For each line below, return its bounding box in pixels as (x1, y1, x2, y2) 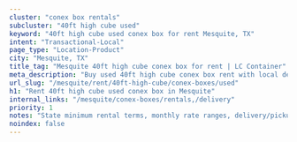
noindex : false (9, 120, 65, 129)
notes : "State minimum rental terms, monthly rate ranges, (9, 111, 232, 120)
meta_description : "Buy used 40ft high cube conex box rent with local (9, 71, 278, 79)
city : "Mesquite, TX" (9, 54, 89, 63)
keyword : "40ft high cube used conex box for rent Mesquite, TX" (9, 29, 255, 38)
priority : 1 (9, 103, 53, 112)
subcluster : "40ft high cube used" (9, 21, 141, 30)
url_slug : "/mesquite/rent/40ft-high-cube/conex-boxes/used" (9, 78, 240, 87)
